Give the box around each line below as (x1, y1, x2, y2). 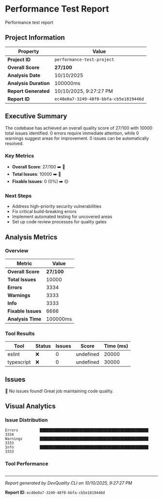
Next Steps (5, 192, 32, 199)
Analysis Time (7, 316, 42, 322)
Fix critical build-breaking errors (12, 209, 77, 215)
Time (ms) (104, 343, 129, 350)
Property (18, 48, 39, 54)
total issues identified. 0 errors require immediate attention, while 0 (5, 130, 139, 136)
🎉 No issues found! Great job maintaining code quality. (5, 388, 114, 394)
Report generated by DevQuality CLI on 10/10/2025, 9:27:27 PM (5, 480, 132, 486)
